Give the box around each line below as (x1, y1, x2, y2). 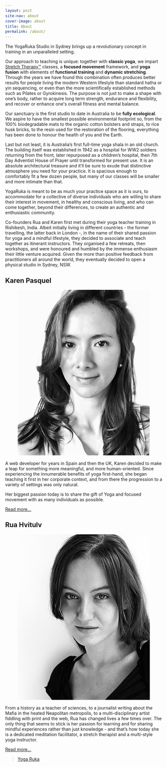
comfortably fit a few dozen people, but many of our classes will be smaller (5, 173, 160, 179)
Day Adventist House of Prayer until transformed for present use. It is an (5, 157, 154, 163)
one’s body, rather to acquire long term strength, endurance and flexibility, (5, 95, 158, 102)
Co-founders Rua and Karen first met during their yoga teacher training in (5, 219, 156, 225)
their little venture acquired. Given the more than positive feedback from (5, 251, 154, 257)
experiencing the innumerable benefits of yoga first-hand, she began (5, 471, 147, 477)
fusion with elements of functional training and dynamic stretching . (5, 69, 147, 75)
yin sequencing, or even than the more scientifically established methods (5, 85, 156, 91)
